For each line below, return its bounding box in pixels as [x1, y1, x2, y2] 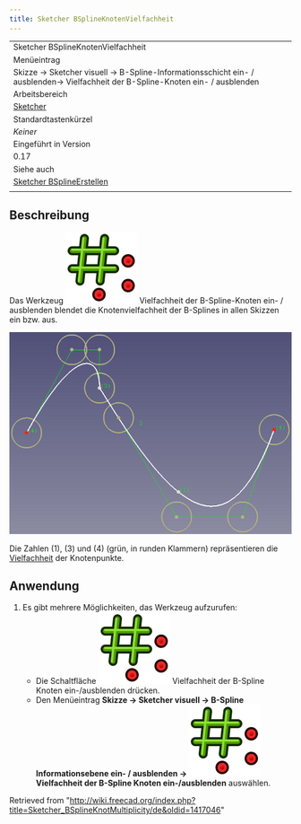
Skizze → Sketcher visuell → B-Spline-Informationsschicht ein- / [13, 66, 254, 77]
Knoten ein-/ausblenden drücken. [35, 685, 160, 696]
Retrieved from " [9, 795, 70, 806]
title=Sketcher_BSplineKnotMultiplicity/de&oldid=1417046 [9, 804, 221, 816]
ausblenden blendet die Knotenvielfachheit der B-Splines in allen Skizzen [9, 305, 279, 316]
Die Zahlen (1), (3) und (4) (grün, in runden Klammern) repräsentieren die [9, 543, 279, 554]
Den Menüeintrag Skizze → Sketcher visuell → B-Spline [35, 695, 245, 706]
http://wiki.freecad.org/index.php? [69, 795, 196, 806]
